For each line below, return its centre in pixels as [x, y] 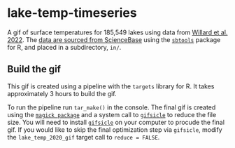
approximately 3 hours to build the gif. [62, 93]
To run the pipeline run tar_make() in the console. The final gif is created [112, 107]
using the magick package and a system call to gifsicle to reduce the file [112, 114]
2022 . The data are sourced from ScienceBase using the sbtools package [114, 39]
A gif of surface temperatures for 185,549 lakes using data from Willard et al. [117, 32]
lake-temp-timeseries [72, 13]
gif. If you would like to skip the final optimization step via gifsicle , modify [115, 129]
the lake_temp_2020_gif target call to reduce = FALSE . [84, 137]
